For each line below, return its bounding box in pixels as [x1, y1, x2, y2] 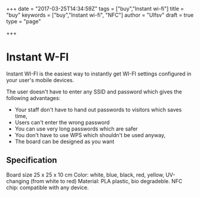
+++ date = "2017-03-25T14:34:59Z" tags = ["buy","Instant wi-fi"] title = [6, 5, 184, 12]
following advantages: [6, 94, 61, 101]
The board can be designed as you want [14, 138, 115, 145]
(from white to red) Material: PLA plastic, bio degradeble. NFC [30, 177, 183, 184]
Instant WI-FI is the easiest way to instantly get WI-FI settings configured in [6, 70, 192, 77]
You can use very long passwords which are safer [14, 125, 139, 132]
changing [6, 177, 30, 184]
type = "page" [6, 18, 41, 25]
